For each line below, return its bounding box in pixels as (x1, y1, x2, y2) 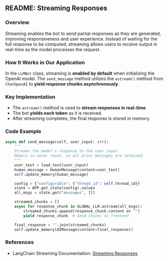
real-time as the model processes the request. (5, 46, 101, 52)
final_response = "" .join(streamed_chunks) (14, 222, 107, 227)
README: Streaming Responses (5, 4, 108, 13)
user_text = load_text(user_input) (14, 162, 89, 167)
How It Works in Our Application (5, 59, 85, 66)
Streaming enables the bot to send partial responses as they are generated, (5, 30, 161, 37)
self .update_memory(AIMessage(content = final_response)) (14, 227, 134, 232)
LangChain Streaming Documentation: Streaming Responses (12, 250, 138, 256)
